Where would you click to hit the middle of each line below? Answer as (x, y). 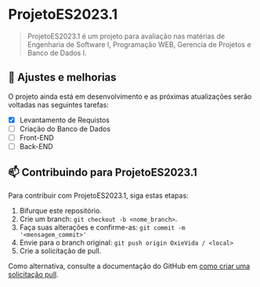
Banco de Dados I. (57, 53)
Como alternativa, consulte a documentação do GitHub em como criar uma (129, 266)
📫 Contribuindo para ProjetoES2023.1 (103, 173)
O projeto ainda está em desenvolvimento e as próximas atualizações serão (130, 96)
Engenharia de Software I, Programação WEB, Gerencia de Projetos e (139, 44)
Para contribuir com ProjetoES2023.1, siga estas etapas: (99, 195)
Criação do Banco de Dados (65, 129)
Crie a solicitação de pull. (60, 251)
